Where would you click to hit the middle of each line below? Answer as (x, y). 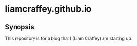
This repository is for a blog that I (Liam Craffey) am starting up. (69, 38)
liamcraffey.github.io (48, 9)
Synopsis (19, 27)
